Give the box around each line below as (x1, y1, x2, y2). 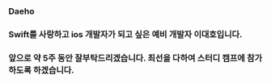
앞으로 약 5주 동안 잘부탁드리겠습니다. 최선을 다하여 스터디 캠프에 (8, 52, 245, 64)
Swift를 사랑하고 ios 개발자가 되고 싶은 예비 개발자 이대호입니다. (8, 28, 243, 39)
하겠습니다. (33, 64, 74, 76)
